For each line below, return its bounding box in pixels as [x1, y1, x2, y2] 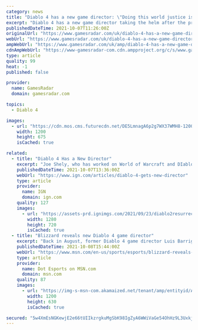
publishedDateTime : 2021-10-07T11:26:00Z [6, 25, 110, 31]
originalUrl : [6, 31, 38, 37]
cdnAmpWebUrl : [6, 47, 41, 53]
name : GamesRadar [11, 85, 54, 92]
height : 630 [27, 299, 57, 305]
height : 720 [27, 222, 57, 228]
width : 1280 [27, 216, 57, 222]
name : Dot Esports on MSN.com [21, 266, 96, 272]
